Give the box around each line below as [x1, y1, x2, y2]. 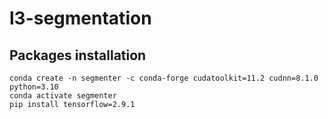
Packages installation [9, 47, 147, 64]
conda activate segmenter [9, 91, 117, 101]
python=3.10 [9, 82, 59, 92]
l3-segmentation [9, 7, 152, 30]
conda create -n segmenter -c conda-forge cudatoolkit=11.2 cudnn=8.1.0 [9, 73, 319, 83]
